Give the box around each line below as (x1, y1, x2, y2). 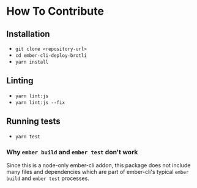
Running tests (6, 116, 61, 127)
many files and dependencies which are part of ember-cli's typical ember (6, 168, 189, 175)
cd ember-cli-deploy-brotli (15, 53, 87, 59)
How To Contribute (6, 4, 104, 18)
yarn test (15, 133, 41, 140)
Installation (6, 29, 50, 39)
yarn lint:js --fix (15, 99, 65, 105)
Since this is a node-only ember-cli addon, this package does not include (6, 161, 191, 169)
